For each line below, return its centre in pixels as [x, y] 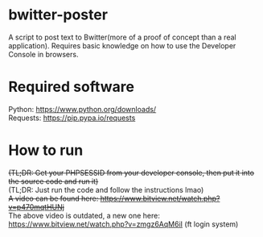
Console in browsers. [43, 54]
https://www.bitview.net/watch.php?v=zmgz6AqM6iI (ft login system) [123, 224]
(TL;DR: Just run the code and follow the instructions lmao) [106, 189]
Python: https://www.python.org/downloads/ [82, 109]
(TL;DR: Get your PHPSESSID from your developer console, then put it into [131, 173]
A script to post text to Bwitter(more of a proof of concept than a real [122, 37]
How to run [46, 150]
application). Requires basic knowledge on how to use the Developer [122, 45]
